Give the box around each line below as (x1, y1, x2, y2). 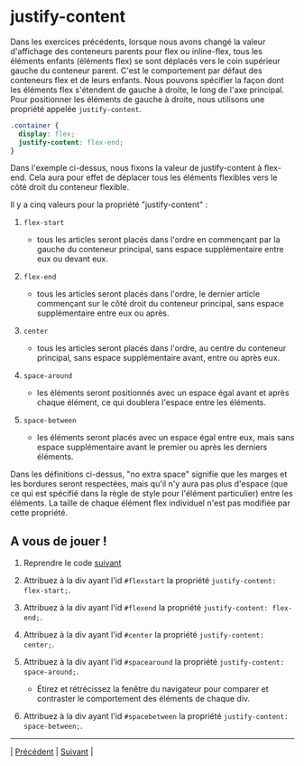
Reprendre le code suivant (23, 558, 122, 569)
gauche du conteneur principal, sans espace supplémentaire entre (36, 244, 285, 255)
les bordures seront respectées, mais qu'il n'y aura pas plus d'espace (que (10, 478, 288, 489)
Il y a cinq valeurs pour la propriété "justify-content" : (10, 199, 208, 210)
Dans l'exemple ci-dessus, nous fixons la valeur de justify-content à (10, 163, 263, 174)
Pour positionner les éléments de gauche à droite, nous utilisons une (10, 93, 265, 105)
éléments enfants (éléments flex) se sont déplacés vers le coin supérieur (10, 55, 281, 66)
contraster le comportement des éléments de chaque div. (36, 694, 251, 705)
